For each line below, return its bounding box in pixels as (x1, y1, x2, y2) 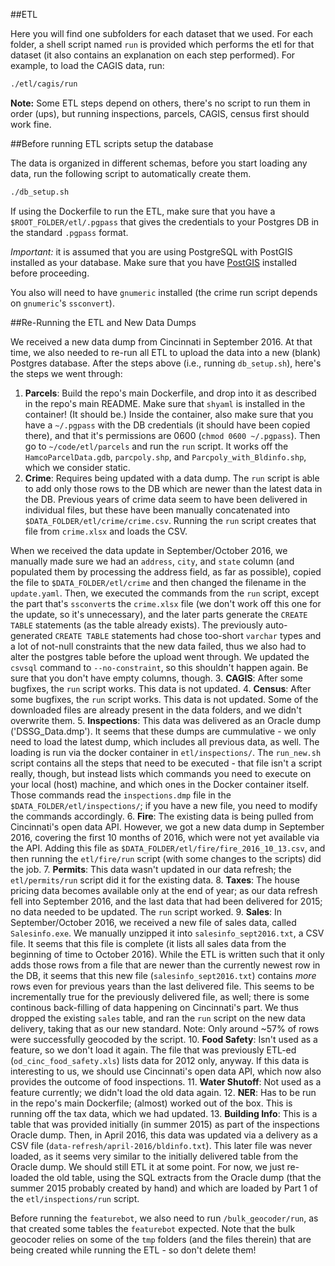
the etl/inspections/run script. (10, 1192, 140, 1204)
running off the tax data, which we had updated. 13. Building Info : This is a (10, 1107, 318, 1119)
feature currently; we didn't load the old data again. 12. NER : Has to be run (10, 1086, 317, 1098)
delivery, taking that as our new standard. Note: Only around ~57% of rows (10, 1022, 320, 1034)
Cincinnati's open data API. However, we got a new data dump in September (10, 820, 325, 833)
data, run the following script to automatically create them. (10, 167, 252, 179)
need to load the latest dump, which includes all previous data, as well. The (10, 735, 320, 748)
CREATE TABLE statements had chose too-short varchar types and (54, 629, 322, 641)
